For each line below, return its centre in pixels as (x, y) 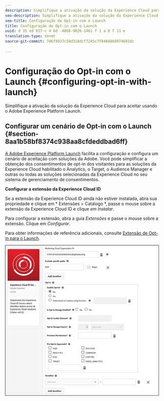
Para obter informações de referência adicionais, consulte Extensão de (76, 233)
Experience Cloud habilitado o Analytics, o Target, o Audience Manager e (79, 169)
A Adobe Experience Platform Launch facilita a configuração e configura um (82, 153)
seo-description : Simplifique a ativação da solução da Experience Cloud (82, 15)
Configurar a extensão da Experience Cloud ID (53, 189)
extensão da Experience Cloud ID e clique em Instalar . (60, 209)
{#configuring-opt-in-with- (95, 82)
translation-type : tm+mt (30, 36)
